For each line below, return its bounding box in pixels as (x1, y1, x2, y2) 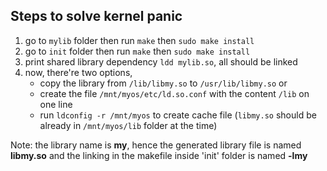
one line (39, 98, 73, 110)
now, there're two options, (24, 66, 133, 78)
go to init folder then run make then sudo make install (24, 45, 251, 57)
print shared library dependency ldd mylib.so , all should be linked (24, 55, 298, 68)
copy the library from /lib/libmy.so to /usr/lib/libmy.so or (39, 77, 288, 89)
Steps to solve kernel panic (10, 8, 183, 25)
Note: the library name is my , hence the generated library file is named (10, 139, 302, 151)
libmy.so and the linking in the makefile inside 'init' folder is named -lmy (10, 149, 308, 161)
